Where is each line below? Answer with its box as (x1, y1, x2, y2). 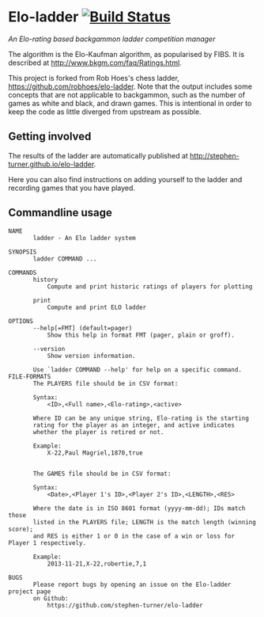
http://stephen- (189, 150, 239, 160)
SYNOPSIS (8, 248, 37, 256)
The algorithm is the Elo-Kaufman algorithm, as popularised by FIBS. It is (8, 49, 245, 59)
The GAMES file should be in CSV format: (32, 470, 172, 478)
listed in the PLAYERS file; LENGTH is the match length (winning (32, 518, 257, 526)
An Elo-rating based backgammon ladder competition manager (8, 34, 216, 44)
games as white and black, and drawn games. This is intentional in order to (8, 98, 252, 108)
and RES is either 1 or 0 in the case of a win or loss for (32, 531, 236, 540)
